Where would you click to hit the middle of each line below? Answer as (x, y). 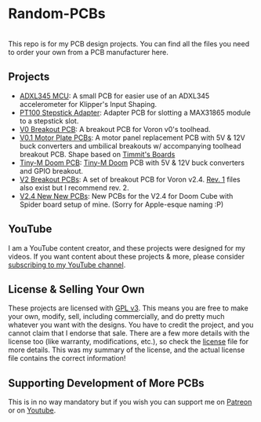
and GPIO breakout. (51, 171)
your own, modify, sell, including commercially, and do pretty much (116, 317)
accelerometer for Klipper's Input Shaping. (88, 104)
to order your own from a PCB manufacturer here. (88, 52)
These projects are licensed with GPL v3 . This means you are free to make (128, 308)
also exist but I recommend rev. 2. (74, 187)
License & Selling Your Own (76, 289)
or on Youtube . (32, 410)
